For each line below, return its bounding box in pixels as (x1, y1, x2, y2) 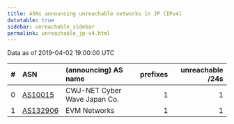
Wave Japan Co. (65, 95, 120, 104)
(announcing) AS (65, 65, 123, 75)
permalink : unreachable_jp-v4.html (7, 29, 111, 37)
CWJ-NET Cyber (65, 86, 122, 95)
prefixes (139, 70, 169, 79)
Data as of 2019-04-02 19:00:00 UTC (7, 49, 115, 57)
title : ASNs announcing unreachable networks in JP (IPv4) (7, 10, 182, 17)
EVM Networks (65, 106, 115, 116)
